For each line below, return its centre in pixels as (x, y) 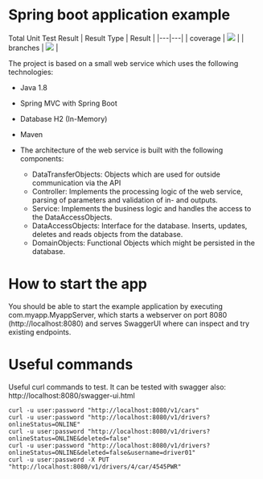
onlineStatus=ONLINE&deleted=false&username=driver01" (102, 452)
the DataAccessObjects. (72, 217)
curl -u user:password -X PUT (59, 460)
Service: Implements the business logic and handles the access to (142, 208)
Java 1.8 (34, 87)
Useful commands (71, 365)
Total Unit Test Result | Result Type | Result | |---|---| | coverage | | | (126, 38)
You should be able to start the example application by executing (116, 306)
